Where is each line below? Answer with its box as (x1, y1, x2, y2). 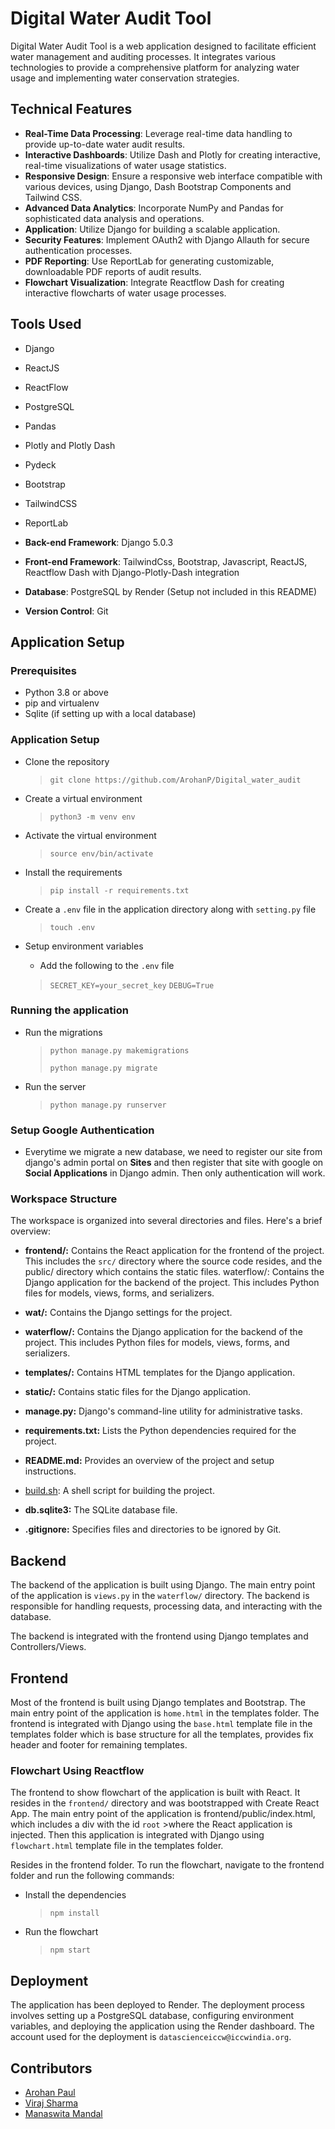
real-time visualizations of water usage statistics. (24, 159, 227, 171)
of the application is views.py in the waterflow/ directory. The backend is (10, 1590, 310, 1602)
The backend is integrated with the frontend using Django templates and (10, 1630, 309, 1642)
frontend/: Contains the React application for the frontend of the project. (24, 1245, 325, 1257)
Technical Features (10, 101, 133, 118)
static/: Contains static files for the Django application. (24, 1386, 252, 1398)
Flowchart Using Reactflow (10, 1763, 145, 1777)
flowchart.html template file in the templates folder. (10, 1840, 224, 1852)
